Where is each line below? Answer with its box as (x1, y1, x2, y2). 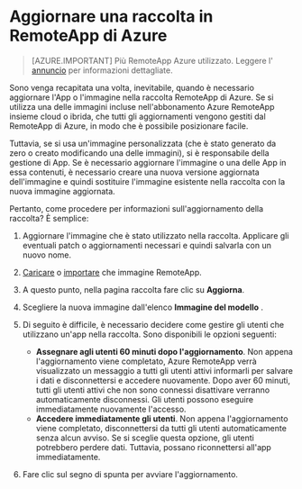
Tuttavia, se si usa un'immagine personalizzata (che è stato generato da (9, 138, 277, 149)
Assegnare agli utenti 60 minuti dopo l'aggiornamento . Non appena (35, 346, 293, 357)
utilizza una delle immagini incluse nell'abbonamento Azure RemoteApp (9, 101, 275, 112)
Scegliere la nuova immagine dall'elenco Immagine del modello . (22, 302, 264, 312)
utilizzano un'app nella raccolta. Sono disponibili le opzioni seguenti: (22, 329, 277, 340)
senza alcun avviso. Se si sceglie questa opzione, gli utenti (35, 432, 255, 443)
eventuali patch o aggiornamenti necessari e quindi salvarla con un (22, 240, 272, 250)
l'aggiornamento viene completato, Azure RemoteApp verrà (35, 356, 257, 367)
